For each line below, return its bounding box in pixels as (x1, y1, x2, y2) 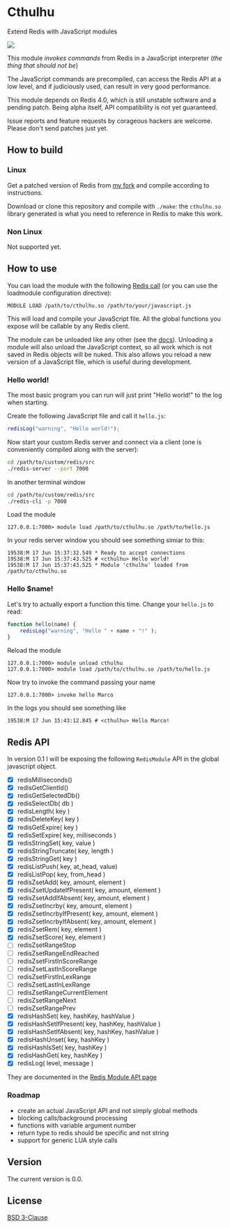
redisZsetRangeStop (17, 941, 77, 949)
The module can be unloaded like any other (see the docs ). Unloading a (7, 335, 213, 344)
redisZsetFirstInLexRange (17, 972, 91, 980)
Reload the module (7, 646, 61, 655)
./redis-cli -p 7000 (7, 498, 68, 505)
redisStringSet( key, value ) (17, 838, 95, 847)
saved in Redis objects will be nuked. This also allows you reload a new (7, 350, 212, 358)
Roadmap (7, 1091, 40, 1100)
